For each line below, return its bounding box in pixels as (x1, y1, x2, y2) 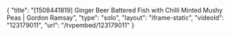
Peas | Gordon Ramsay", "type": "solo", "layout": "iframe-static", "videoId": (6, 13, 224, 22)
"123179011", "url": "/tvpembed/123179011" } (6, 21, 135, 29)
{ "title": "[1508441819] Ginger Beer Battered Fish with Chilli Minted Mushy (6, 6, 223, 14)
